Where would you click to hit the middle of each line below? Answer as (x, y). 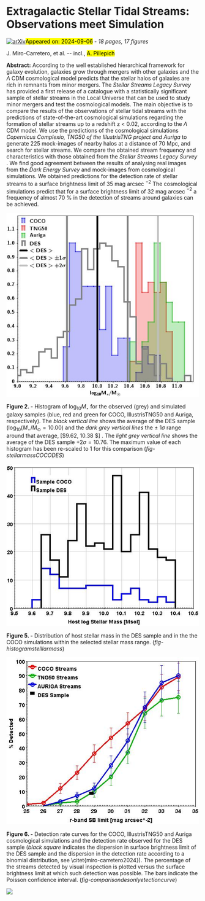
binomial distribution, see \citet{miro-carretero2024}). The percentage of (99, 860)
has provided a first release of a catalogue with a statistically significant (97, 91)
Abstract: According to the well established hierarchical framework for (95, 65)
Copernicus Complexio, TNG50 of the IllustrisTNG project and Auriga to (97, 137)
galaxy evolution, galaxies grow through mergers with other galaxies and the (103, 71)
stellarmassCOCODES (34, 455)
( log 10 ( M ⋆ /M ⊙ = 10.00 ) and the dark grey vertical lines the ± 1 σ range (94, 428)
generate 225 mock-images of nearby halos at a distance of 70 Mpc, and (99, 143)
